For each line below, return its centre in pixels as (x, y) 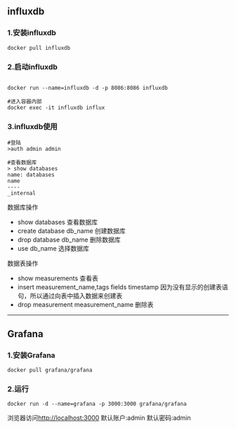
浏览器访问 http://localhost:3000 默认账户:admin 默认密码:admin (99, 418)
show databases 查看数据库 (58, 222)
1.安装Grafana (31, 355)
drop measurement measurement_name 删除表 (85, 305)
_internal (22, 193)
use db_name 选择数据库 (53, 249)
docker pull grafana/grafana (50, 370)
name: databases (31, 175)
